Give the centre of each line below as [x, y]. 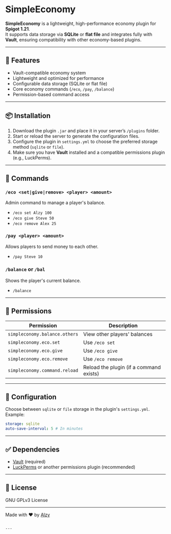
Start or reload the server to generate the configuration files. [76, 136]
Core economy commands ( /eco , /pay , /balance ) [63, 89]
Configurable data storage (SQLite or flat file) [60, 83]
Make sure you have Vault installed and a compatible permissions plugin [89, 152]
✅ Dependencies [33, 449]
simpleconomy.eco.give [35, 350]
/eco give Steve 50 [33, 218]
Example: [15, 415]
